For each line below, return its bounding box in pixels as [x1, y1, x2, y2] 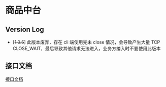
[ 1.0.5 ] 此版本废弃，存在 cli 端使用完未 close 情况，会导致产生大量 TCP [12, 39, 160, 45]
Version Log [5, 25, 44, 33]
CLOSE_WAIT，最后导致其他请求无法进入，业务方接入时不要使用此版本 [12, 46, 161, 51]
